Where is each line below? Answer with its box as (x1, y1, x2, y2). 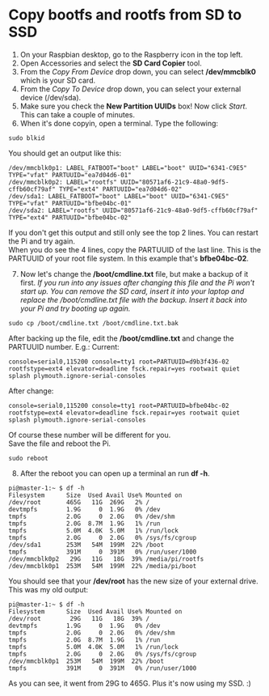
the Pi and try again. (8, 236, 75, 246)
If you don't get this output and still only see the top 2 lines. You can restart (8, 227, 258, 237)
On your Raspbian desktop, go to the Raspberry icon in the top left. (19, 49, 243, 59)
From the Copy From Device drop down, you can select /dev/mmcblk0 (19, 66, 256, 76)
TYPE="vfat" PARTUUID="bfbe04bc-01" (8, 199, 132, 207)
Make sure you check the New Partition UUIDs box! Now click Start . (19, 101, 248, 111)
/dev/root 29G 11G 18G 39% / (8, 614, 150, 622)
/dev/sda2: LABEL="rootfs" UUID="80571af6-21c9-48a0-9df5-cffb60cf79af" (8, 206, 258, 214)
